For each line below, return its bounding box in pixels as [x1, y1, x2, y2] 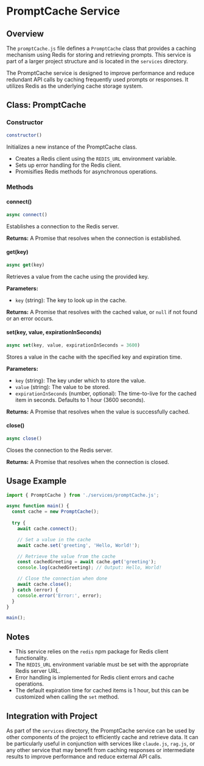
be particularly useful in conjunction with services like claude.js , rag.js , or [6, 740, 195, 747]
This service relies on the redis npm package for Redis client [15, 648, 169, 655]
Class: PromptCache [6, 100, 86, 110]
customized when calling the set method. [15, 693, 119, 701]
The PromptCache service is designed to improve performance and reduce [6, 69, 195, 77]
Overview [6, 29, 44, 39]
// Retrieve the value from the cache [17, 553, 116, 560]
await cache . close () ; [17, 582, 72, 588]
